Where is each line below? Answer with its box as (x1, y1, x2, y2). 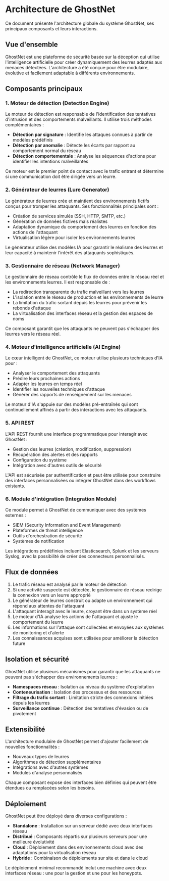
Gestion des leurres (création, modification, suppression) (12, 446, 131, 452)
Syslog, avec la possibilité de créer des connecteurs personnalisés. (5, 553, 145, 559)
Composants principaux (5, 84, 83, 93)
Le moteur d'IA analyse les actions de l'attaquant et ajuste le (12, 613, 138, 620)
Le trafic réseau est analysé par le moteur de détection (12, 581, 127, 587)
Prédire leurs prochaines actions (12, 376, 80, 382)
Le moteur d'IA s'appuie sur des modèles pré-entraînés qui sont (5, 401, 138, 407)
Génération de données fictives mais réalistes (12, 218, 108, 224)
